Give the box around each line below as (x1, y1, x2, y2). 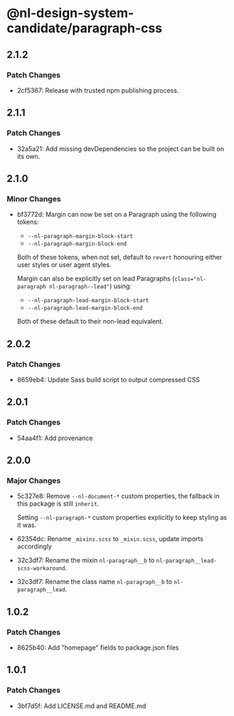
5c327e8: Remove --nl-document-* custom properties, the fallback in (16, 492, 220, 501)
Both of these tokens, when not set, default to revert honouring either (16, 253, 223, 262)
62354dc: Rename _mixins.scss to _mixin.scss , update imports (16, 535, 204, 543)
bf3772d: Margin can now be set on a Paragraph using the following (16, 210, 217, 219)
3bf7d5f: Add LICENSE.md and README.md (16, 701, 147, 710)
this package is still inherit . (16, 499, 100, 508)
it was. (16, 521, 37, 529)
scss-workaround (16, 565, 65, 572)
